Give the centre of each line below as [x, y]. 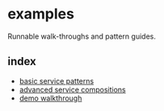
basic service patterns [57, 80]
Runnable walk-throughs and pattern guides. [82, 36]
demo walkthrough [50, 98]
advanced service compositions [72, 89]
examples [41, 14]
